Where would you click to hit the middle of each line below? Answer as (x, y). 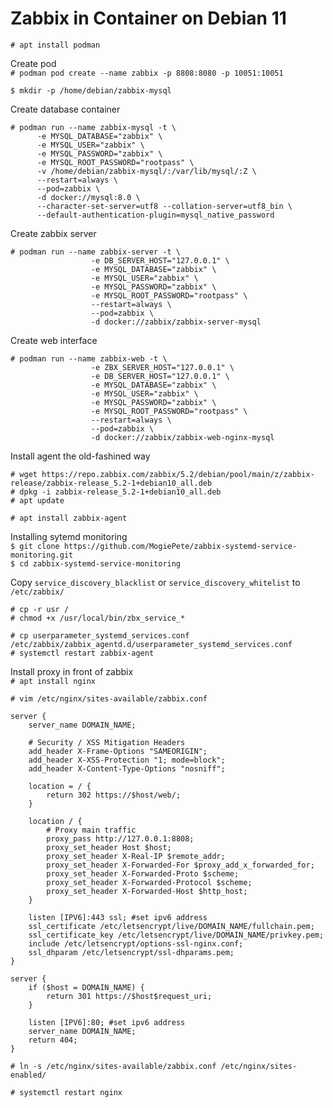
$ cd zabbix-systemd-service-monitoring (96, 563)
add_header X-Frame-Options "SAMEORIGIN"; (118, 751)
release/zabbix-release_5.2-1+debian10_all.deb (111, 483)
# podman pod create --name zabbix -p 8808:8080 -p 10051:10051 (147, 73)
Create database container (65, 109)
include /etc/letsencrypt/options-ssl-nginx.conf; (136, 943)
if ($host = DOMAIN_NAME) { (86, 987)
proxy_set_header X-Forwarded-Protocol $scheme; (149, 882)
